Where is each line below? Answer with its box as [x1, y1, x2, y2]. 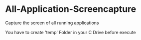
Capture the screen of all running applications [5, 20, 99, 26]
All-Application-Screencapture [5, 3, 137, 15]
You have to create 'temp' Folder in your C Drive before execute [5, 29, 136, 35]
